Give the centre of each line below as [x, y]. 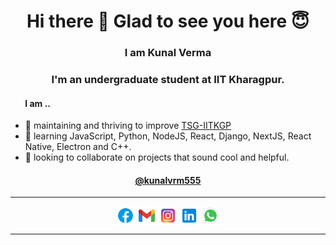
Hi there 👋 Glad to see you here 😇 [168, 21]
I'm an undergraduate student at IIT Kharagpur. [168, 80]
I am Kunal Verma [168, 53]
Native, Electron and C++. [78, 147]
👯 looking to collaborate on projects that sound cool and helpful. [157, 157]
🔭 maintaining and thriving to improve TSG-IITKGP [128, 126]
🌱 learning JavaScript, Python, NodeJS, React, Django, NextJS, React [168, 136]
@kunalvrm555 [168, 180]
